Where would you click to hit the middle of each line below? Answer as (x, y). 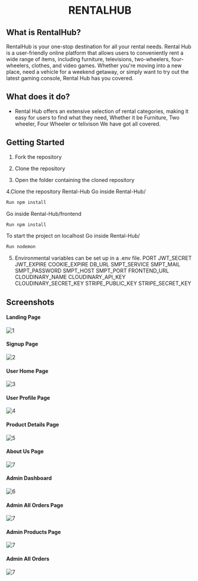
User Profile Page (28, 398)
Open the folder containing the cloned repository (75, 180)
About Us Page (25, 451)
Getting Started (35, 142)
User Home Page (27, 371)
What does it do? (38, 97)
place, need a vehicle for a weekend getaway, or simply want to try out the (98, 72)
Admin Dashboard (29, 478)
